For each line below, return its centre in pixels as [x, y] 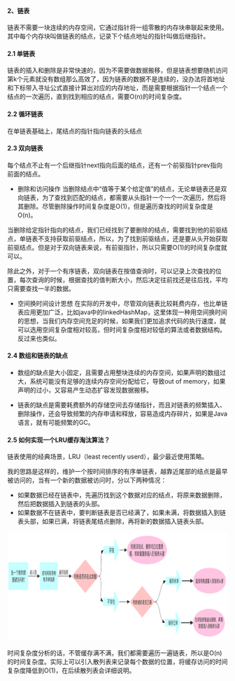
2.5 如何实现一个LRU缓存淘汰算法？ [59, 440]
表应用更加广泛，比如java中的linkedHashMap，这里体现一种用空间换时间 [122, 312]
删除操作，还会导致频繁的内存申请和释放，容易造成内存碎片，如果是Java [122, 414]
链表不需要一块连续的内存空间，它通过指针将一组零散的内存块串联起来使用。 [117, 27]
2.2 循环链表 [25, 114]
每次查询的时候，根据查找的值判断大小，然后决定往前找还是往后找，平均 [123, 279]
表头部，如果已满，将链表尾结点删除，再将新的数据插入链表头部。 [112, 521]
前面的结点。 [26, 174]
